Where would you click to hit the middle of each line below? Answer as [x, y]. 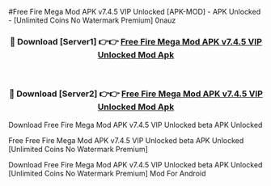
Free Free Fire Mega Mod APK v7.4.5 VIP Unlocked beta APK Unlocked [126, 140]
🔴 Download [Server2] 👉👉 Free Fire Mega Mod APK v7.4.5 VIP [136, 94]
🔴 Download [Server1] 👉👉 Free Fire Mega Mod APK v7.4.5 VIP [136, 41]
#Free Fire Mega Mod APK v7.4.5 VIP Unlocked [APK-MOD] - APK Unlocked [135, 12]
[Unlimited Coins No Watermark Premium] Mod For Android [107, 173]
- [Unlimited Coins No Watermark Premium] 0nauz [92, 20]
